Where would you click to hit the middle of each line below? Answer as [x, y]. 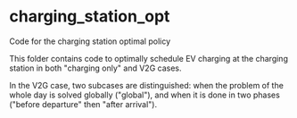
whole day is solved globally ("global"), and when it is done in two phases [145, 95]
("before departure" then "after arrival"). [83, 104]
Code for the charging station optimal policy [90, 41]
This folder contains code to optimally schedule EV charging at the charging [148, 58]
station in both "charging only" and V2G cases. [95, 68]
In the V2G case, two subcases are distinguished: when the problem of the [146, 85]
